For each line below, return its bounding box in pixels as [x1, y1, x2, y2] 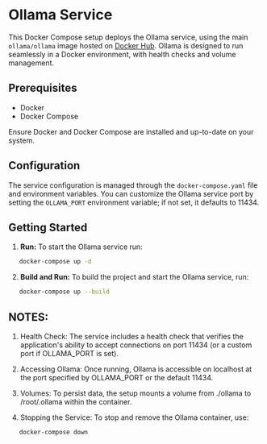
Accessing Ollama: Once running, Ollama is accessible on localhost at [19, 364, 252, 374]
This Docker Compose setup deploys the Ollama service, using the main [8, 32, 248, 42]
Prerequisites [8, 81, 77, 95]
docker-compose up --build [19, 288, 111, 296]
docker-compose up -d [19, 258, 92, 266]
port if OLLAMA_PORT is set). [19, 348, 119, 358]
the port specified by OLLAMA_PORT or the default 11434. [19, 372, 214, 382]
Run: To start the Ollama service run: [19, 242, 143, 251]
